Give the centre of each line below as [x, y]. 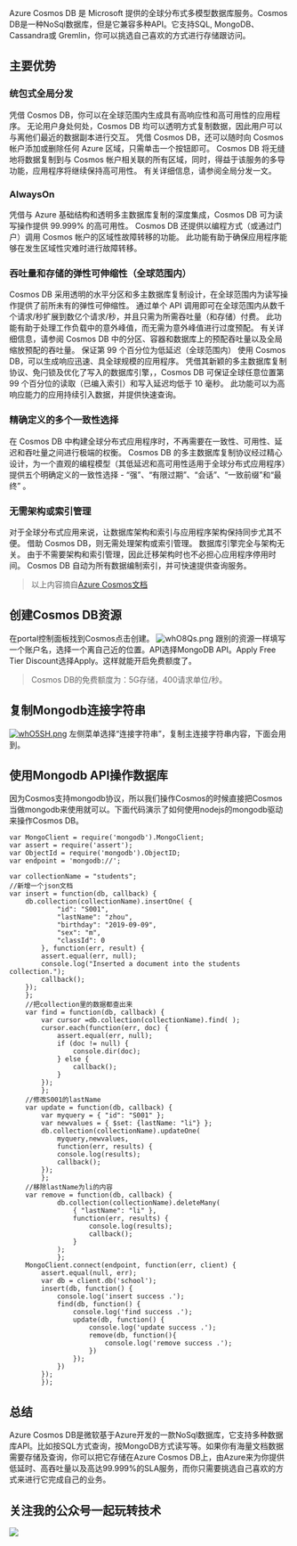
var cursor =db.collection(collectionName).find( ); [141, 1020]
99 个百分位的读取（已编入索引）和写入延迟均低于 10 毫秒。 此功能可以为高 [147, 384]
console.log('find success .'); [132, 1313]
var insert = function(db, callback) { [83, 894]
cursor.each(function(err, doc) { [105, 1028]
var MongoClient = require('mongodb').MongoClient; [107, 838]
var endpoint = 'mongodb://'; [65, 861]
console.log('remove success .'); [169, 1344]
